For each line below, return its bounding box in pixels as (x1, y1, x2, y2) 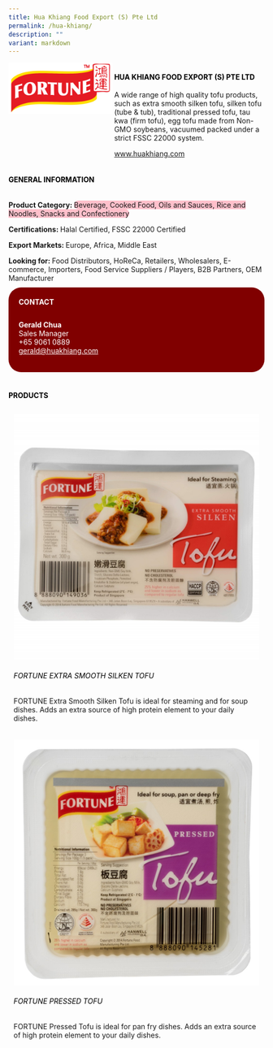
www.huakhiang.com (114, 149, 185, 158)
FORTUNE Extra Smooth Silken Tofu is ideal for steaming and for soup (13, 695, 249, 706)
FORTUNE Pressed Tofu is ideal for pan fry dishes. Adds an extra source (13, 1021, 257, 1031)
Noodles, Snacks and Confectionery (8, 208, 130, 219)
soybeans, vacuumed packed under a (132, 124, 260, 134)
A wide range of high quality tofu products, (114, 90, 258, 100)
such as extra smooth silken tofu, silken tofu (114, 98, 262, 109)
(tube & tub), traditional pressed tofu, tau (114, 107, 250, 117)
